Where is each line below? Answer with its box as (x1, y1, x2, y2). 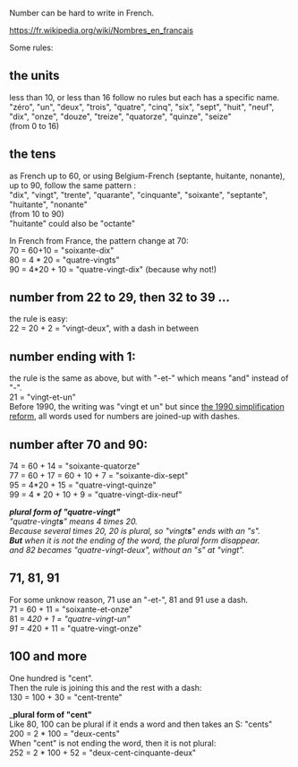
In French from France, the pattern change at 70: (9, 235, 190, 246)
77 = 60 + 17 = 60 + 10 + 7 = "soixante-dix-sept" (9, 470, 189, 481)
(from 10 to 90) (9, 208, 64, 219)
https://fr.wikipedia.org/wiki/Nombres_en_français (9, 25, 194, 35)
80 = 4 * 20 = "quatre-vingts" (9, 254, 120, 265)
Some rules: (9, 42, 54, 53)
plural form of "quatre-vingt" (9, 506, 121, 518)
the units (9, 68, 60, 83)
